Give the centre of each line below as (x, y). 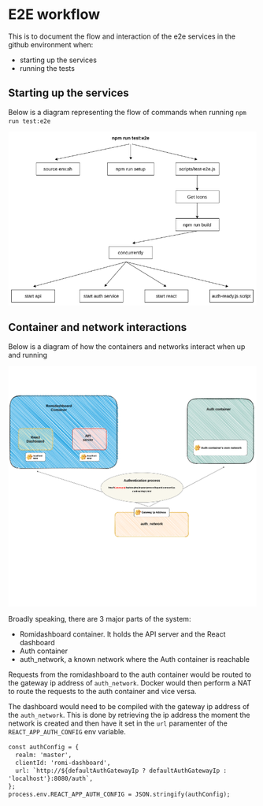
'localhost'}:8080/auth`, (50, 778)
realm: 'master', (44, 755)
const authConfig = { (44, 747)
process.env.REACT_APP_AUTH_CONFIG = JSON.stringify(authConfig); (119, 794)
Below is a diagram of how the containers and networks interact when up (127, 346)
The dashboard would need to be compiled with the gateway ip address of (129, 706)
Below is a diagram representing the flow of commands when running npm (127, 112)
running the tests (47, 68)
